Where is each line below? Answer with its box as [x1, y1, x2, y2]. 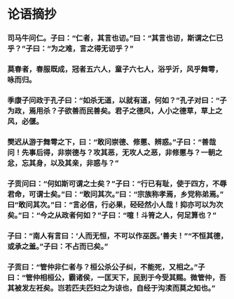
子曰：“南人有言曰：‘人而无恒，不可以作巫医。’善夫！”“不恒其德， [7, 231, 228, 241]
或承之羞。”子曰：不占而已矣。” [7, 241, 109, 251]
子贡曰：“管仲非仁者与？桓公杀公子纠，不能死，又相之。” [7, 262, 198, 272]
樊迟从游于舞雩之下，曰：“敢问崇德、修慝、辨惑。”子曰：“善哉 [7, 137, 216, 147]
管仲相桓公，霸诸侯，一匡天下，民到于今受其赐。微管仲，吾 [25, 272, 226, 282]
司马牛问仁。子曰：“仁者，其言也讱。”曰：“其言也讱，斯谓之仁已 [7, 33, 223, 43]
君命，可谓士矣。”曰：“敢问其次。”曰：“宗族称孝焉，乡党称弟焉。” [7, 189, 224, 199]
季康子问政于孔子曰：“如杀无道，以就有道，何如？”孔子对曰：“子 [7, 95, 227, 105]
